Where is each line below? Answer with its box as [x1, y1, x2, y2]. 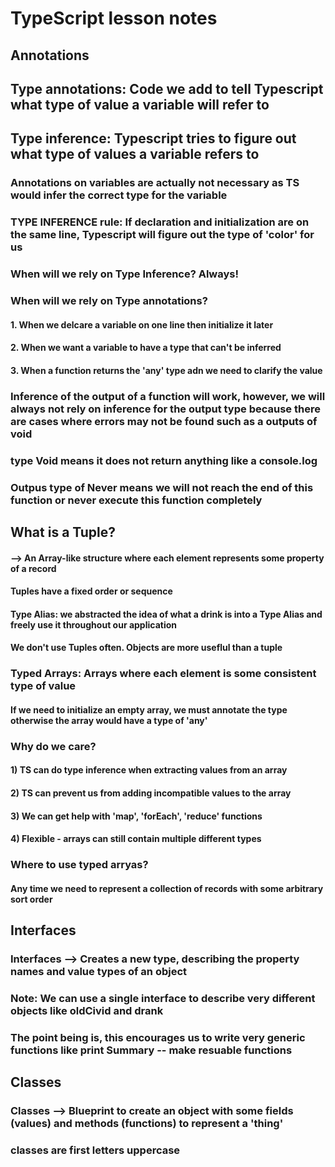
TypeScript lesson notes [10, 7, 218, 30]
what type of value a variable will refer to [10, 96, 270, 113]
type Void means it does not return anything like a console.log [10, 453, 318, 467]
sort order [10, 893, 53, 905]
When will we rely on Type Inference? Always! [10, 267, 239, 281]
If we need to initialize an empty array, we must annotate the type [10, 703, 288, 716]
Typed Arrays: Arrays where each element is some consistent [10, 667, 317, 681]
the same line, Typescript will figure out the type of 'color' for [10, 228, 315, 242]
